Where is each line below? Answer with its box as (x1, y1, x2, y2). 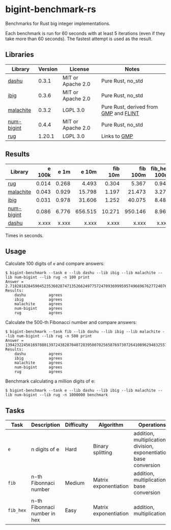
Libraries (5, 50, 34, 59)
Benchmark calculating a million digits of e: (5, 378, 96, 385)
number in (31, 510, 55, 517)
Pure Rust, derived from (101, 103, 158, 110)
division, (133, 443, 154, 450)
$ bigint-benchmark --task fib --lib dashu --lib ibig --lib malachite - (5, 329, 165, 334)
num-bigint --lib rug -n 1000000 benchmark (14, 393, 108, 398)
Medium (65, 480, 85, 487)
